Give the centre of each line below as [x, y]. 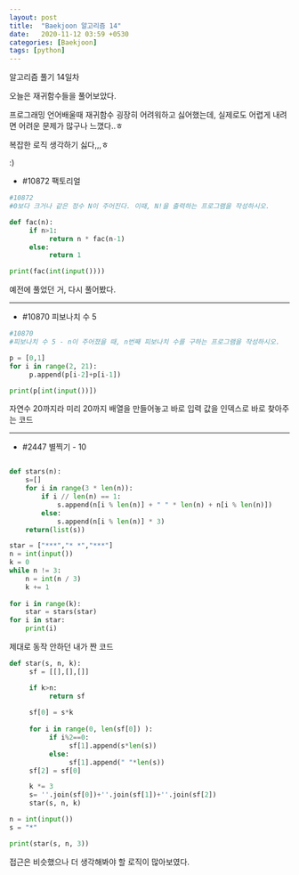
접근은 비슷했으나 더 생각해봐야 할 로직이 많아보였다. [99, 862]
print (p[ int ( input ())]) [53, 391]
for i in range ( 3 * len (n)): [79, 489]
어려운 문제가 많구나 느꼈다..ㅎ [71, 126]
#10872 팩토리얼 [51, 181]
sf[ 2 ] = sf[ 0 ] [55, 771]
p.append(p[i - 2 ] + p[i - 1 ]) [75, 375]
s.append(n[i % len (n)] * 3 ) [111, 522]
